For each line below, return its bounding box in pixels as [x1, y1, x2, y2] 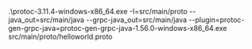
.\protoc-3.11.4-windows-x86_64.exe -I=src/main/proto [8, 7, 188, 16]
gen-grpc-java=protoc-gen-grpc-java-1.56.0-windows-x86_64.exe [8, 24, 228, 32]
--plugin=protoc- [188, 15, 245, 24]
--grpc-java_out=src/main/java [86, 15, 188, 24]
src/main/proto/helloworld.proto [8, 32, 113, 41]
